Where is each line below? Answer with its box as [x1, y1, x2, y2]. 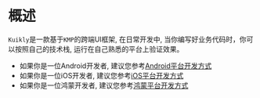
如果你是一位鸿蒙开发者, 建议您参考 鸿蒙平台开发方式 [19, 80, 189, 90]
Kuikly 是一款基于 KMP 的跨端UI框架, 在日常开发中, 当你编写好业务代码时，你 [8, 34, 247, 44]
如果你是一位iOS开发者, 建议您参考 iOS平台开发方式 [19, 71, 184, 80]
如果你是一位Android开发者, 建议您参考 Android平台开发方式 [19, 60, 212, 71]
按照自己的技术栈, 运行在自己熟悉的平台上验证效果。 [14, 44, 184, 53]
